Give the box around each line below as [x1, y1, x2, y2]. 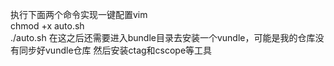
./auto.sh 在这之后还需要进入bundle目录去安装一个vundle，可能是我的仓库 [10, 32, 316, 43]
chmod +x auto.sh [10, 20, 85, 32]
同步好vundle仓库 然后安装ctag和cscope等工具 [18, 44, 213, 56]
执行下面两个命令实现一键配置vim [10, 9, 148, 20]
